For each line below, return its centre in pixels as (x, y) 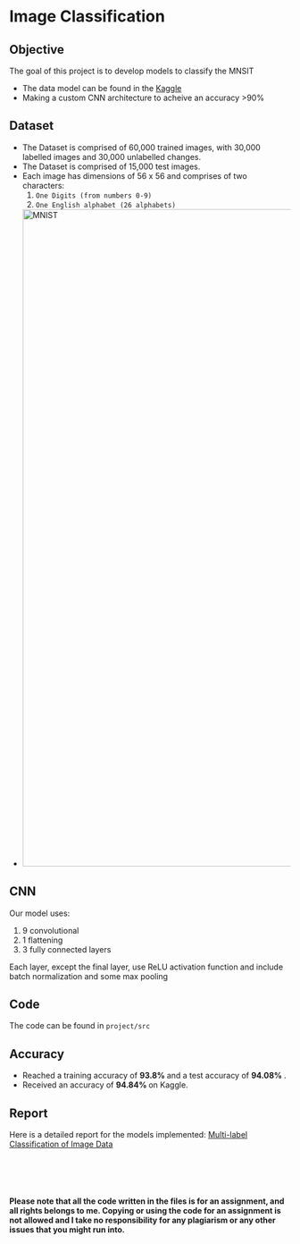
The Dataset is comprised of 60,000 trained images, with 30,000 (141, 147)
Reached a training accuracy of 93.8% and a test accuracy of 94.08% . (154, 1076)
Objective (37, 50)
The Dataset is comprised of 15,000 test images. (111, 166)
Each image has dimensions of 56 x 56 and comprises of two (134, 175)
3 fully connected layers (67, 949)
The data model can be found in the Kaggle (102, 88)
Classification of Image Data (61, 1144)
